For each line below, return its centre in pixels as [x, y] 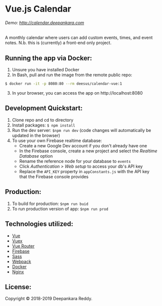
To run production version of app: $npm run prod [60, 209]
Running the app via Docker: [49, 58]
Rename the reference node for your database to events [75, 161]
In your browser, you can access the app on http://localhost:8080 [77, 93]
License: [18, 287]
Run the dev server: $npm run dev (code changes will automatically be [81, 130]
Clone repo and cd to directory [43, 120]
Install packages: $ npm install [44, 125]
